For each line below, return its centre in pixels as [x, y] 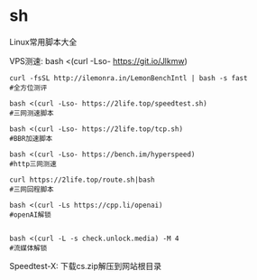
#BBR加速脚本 [31, 138]
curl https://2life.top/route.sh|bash [82, 180]
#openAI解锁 [30, 215]
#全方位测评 [28, 88]
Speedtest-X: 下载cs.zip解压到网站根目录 [86, 266]
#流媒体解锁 [28, 248]
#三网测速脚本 [32, 113]
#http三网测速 [33, 163]
